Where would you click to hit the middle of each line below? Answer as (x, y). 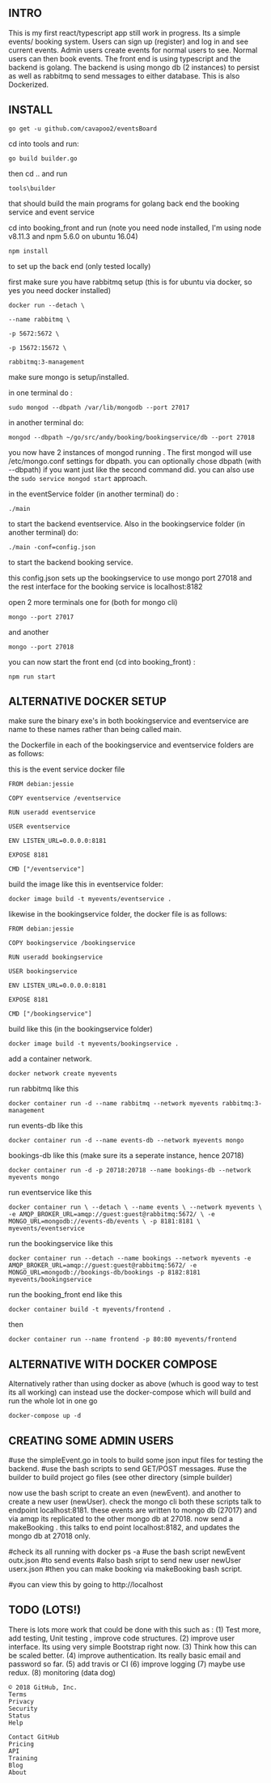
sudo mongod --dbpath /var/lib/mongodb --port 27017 (99, 407)
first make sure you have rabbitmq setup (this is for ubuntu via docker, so (130, 282)
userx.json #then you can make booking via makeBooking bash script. (125, 1569)
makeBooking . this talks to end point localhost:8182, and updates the (124, 1528)
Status (19, 1716)
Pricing (21, 1744)
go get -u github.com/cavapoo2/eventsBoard (83, 129)
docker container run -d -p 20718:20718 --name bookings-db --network (130, 1170)
